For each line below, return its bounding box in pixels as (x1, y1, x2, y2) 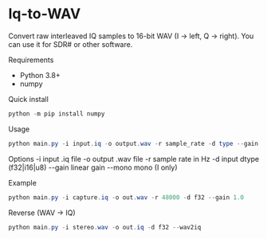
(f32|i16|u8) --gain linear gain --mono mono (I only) (8, 163, 178, 172)
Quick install (8, 94, 49, 104)
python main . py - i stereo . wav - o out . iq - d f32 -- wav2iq (8, 223, 202, 231)
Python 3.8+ (19, 70, 61, 80)
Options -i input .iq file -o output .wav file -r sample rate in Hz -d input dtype (8, 154, 260, 163)
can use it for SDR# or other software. (8, 39, 133, 49)
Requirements (8, 55, 54, 65)
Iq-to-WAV (8, 5, 81, 23)
